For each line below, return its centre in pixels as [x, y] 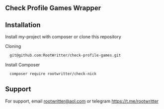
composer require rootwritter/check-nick [53, 74]
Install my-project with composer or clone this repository [63, 37]
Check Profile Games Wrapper [53, 8]
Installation [23, 25]
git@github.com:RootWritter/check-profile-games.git [65, 55]
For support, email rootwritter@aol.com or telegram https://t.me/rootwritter [82, 101]
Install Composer [23, 65]
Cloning [13, 46]
